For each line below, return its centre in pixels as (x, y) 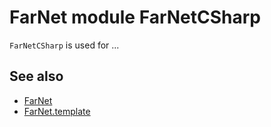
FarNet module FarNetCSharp (135, 17)
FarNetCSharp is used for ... (64, 45)
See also (36, 76)
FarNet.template (57, 111)
